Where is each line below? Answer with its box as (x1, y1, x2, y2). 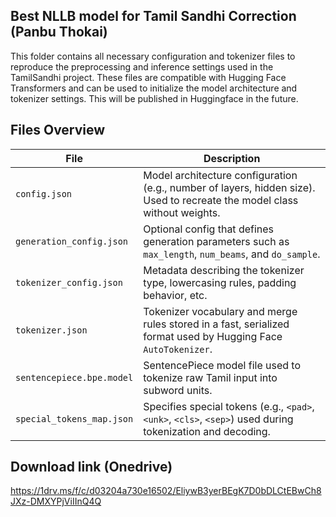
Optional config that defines (143, 222, 275, 236)
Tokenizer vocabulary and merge (143, 304, 298, 318)
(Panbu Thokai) (10, 24, 108, 41)
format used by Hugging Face (143, 329, 283, 343)
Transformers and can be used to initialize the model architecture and (10, 82, 298, 94)
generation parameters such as (143, 234, 290, 248)
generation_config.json (15, 235, 129, 247)
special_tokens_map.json (15, 413, 134, 424)
